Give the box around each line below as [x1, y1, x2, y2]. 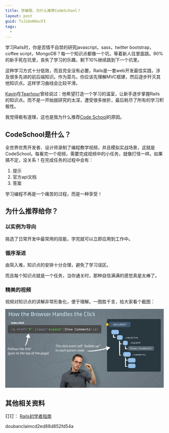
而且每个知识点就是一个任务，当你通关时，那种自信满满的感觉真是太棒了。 [5, 272, 159, 278]
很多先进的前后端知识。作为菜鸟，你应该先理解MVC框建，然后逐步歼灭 [9, 74, 157, 80]
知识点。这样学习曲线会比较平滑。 [9, 80, 80, 86]
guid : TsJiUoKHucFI [5, 19, 46, 24]
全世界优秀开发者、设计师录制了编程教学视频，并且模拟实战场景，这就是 [5, 144, 155, 150]
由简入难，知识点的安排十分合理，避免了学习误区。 [5, 262, 111, 268]
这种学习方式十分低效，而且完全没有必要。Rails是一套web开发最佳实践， [5, 68, 156, 74]
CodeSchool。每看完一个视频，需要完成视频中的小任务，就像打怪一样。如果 [5, 151, 163, 157]
